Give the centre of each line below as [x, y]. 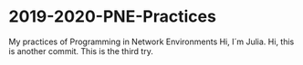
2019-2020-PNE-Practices [112, 17]
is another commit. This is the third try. [81, 51]
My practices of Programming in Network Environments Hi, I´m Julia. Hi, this [151, 42]
